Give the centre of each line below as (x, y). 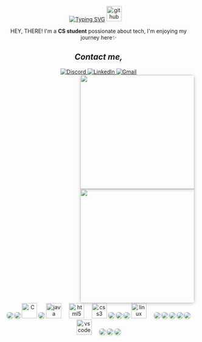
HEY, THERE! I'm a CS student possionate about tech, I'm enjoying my (99, 31)
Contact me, (99, 57)
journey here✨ (99, 37)
